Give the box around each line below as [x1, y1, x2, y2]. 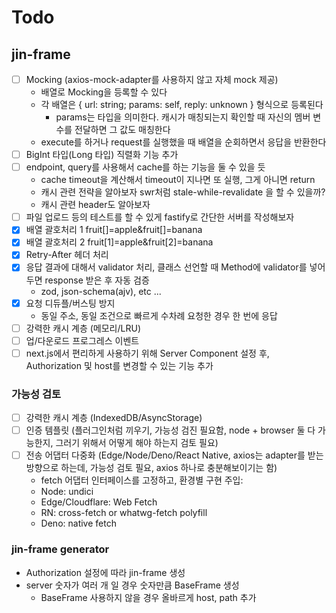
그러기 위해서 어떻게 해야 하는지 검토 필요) [55, 437, 219, 449]
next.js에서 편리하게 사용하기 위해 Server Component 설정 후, [25, 347, 270, 359]
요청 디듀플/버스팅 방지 [25, 297, 116, 309]
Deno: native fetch [40, 517, 117, 530]
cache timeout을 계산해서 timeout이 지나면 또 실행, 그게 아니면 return [40, 174, 316, 186]
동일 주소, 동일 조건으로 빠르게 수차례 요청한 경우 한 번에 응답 [40, 309, 278, 321]
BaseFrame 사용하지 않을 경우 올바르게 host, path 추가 [40, 591, 257, 603]
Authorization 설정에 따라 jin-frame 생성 [25, 566, 186, 578]
